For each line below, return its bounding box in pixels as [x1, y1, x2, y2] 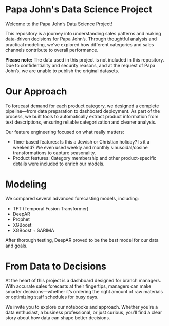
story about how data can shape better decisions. [5, 314, 110, 321]
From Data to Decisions [5, 260, 107, 272]
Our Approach [5, 86, 67, 97]
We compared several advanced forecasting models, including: [5, 195, 139, 201]
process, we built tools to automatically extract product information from [5, 113, 159, 119]
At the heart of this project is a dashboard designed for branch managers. [5, 277, 161, 283]
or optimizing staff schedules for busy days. [5, 294, 99, 300]
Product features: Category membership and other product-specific [12, 155, 157, 161]
